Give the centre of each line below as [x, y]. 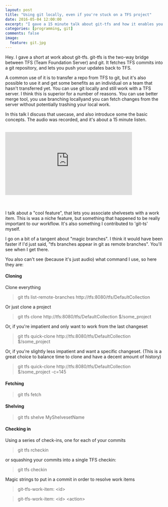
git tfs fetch [29, 395]
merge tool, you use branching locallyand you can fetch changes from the [82, 99]
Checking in [18, 429]
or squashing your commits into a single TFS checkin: [61, 460]
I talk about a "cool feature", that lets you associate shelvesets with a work [82, 213]
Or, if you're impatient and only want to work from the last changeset [76, 326]
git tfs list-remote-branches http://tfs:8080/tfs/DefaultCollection [84, 297]
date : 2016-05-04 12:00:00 [33, 19]
